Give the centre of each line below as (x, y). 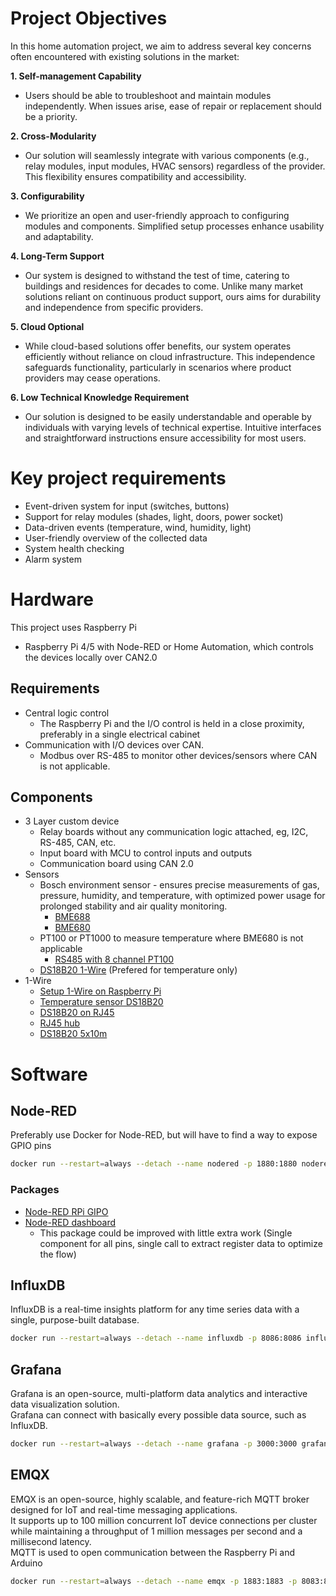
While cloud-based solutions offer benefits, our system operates (158, 346)
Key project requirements (118, 478)
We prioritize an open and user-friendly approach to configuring (157, 215)
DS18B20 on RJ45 (77, 1013)
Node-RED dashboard (70, 1222)
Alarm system (53, 559)
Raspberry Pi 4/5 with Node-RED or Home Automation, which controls (169, 646)
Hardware (52, 599)
